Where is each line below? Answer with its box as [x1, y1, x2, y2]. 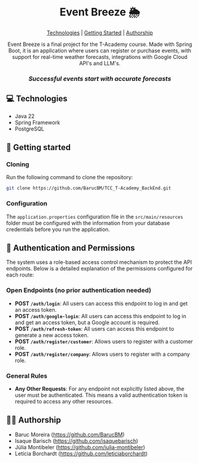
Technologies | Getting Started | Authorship [46, 29, 153, 36]
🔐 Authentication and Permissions [6, 243, 135, 253]
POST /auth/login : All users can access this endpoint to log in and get [14, 300, 188, 307]
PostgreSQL [14, 125, 45, 132]
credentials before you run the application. [6, 225, 110, 233]
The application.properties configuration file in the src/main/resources [6, 213, 184, 220]
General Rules [6, 371, 48, 380]
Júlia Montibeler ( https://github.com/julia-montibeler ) [14, 443, 146, 450]
